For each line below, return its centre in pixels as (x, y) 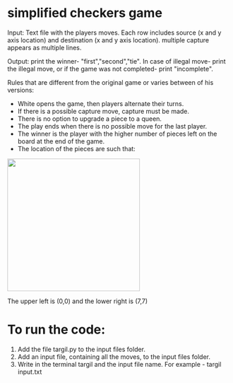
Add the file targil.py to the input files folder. (82, 349)
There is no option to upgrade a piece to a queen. (90, 119)
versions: (20, 90)
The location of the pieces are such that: (76, 148)
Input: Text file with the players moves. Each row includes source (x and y (114, 33)
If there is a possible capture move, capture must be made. (103, 111)
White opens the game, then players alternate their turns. (101, 103)
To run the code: (56, 330)
